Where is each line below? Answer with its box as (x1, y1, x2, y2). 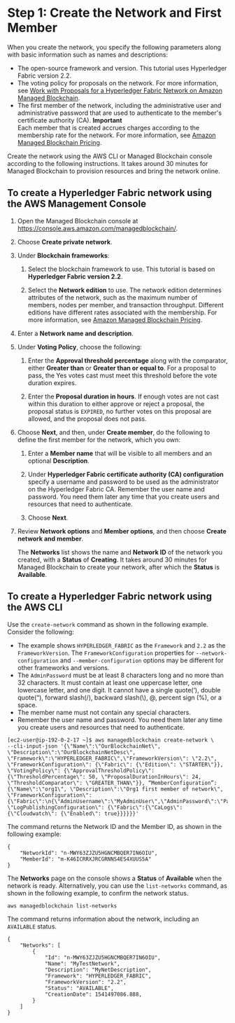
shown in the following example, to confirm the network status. (7, 889, 189, 897)
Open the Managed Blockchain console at (17, 216, 138, 225)
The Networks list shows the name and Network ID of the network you (17, 548, 222, 556)
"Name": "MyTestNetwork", (44, 960, 120, 967)
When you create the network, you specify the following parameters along (7, 43, 222, 51)
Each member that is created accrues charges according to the (17, 123, 200, 132)
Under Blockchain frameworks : (17, 251, 110, 260)
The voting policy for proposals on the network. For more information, (17, 78, 219, 87)
